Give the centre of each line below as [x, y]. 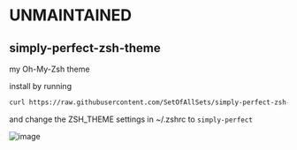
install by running [41, 86]
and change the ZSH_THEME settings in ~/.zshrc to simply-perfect [131, 119]
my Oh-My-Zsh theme [49, 69]
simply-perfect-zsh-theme [85, 48]
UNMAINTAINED [71, 15]
